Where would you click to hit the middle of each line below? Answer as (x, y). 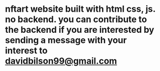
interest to (26, 51)
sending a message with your (66, 40)
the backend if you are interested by (80, 30)
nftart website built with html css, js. (80, 9)
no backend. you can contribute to (76, 19)
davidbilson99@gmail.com (61, 61)
